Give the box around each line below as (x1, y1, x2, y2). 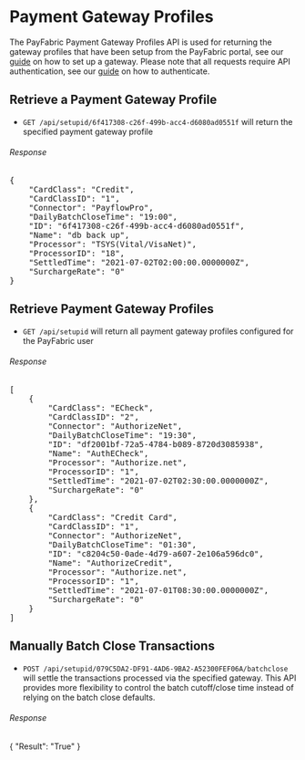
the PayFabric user (22, 335, 94, 346)
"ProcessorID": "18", (28, 248, 126, 258)
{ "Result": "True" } (9, 741, 81, 752)
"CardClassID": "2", (47, 411, 139, 422)
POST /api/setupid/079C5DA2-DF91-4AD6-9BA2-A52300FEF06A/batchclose (22, 664, 289, 673)
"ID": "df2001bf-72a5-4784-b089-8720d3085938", (47, 439, 264, 449)
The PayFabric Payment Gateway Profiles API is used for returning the (9, 36, 272, 47)
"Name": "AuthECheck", (47, 448, 149, 458)
